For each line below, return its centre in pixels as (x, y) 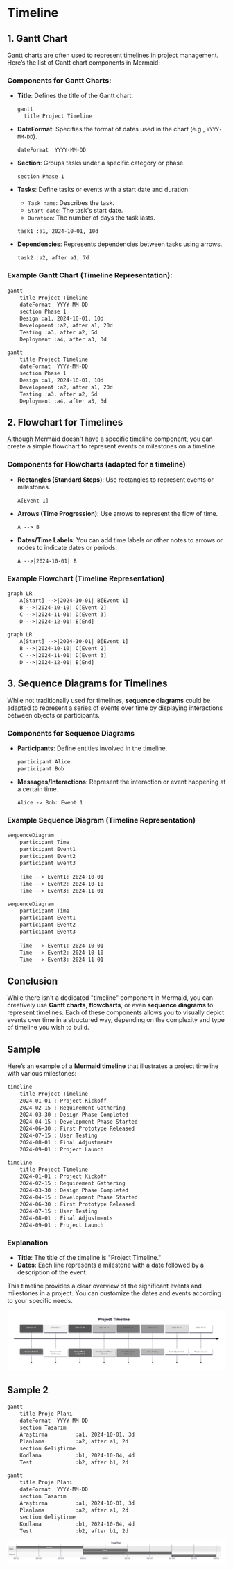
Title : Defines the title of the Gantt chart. (75, 96)
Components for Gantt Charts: (60, 80)
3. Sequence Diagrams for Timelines (87, 684)
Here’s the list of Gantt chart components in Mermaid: (84, 63)
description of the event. (52, 1272)
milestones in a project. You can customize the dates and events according (114, 1293)
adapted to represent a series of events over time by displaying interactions (115, 708)
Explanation (28, 1243)
